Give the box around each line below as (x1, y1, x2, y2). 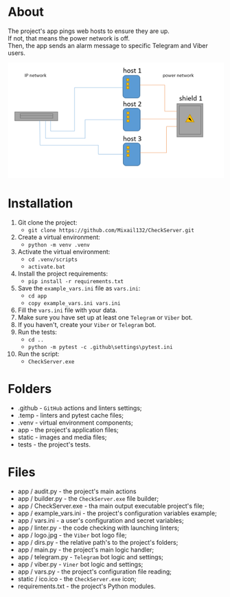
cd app (27, 293, 47, 300)
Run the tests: (17, 328, 58, 336)
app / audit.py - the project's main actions (17, 487, 137, 495)
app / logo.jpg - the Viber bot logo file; (17, 530, 127, 539)
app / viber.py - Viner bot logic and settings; (17, 560, 143, 568)
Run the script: (17, 350, 60, 358)
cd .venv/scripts (27, 256, 78, 263)
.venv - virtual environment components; (17, 418, 133, 427)
